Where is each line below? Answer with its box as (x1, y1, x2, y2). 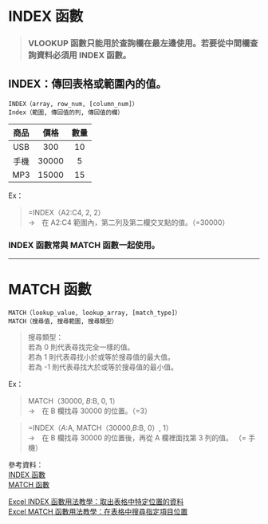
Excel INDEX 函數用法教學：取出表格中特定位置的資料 (8, 497, 184, 506)
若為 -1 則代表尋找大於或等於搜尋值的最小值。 (27, 362, 178, 372)
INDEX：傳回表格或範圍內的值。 (8, 77, 167, 90)
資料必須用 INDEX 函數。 (36, 49, 132, 61)
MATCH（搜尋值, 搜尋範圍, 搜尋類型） (8, 317, 118, 325)
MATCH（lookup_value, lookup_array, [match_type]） (8, 309, 181, 317)
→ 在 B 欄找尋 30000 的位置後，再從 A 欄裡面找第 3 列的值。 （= (27, 433, 247, 443)
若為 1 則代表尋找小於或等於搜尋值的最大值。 (27, 353, 175, 362)
